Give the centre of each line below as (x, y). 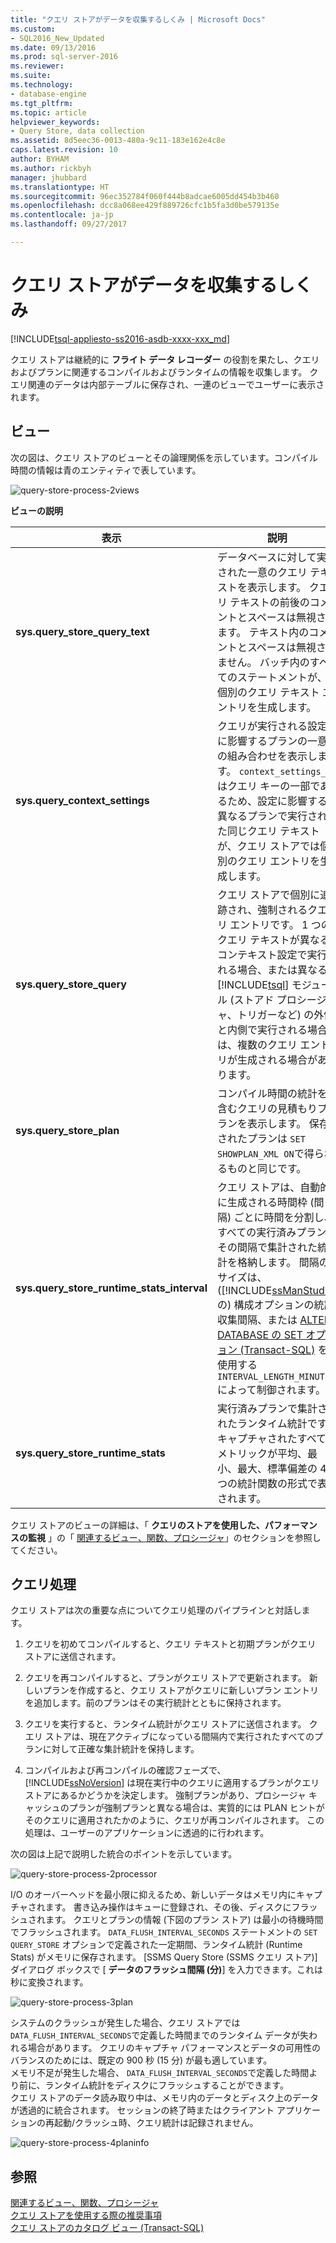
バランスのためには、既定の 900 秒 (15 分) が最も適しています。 (141, 2060)
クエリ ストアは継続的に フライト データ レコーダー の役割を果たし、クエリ (165, 359)
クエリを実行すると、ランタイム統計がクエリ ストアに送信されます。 (165, 1724)
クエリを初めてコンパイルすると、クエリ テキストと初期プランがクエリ (170, 1644)
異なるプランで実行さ (267, 816)
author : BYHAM (40, 159)
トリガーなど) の (275, 1014)
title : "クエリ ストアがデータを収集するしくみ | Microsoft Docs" (138, 19)
